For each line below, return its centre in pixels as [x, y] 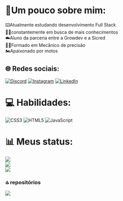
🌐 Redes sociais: [32, 69]
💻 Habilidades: [38, 103]
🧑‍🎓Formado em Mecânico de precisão [45, 45]
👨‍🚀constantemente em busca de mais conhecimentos [62, 32]
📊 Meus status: [39, 141]
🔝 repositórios [23, 182]
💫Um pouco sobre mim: [56, 10]
